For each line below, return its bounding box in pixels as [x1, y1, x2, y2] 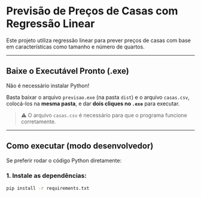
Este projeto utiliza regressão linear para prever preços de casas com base [6, 37, 191, 44]
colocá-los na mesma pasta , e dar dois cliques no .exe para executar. [6, 100, 180, 107]
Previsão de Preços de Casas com [6, 4, 178, 18]
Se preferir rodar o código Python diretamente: [6, 157, 121, 164]
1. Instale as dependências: [6, 172, 87, 180]
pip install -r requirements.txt [6, 185, 90, 191]
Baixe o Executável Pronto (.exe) [6, 66, 130, 76]
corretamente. [20, 118, 56, 125]
